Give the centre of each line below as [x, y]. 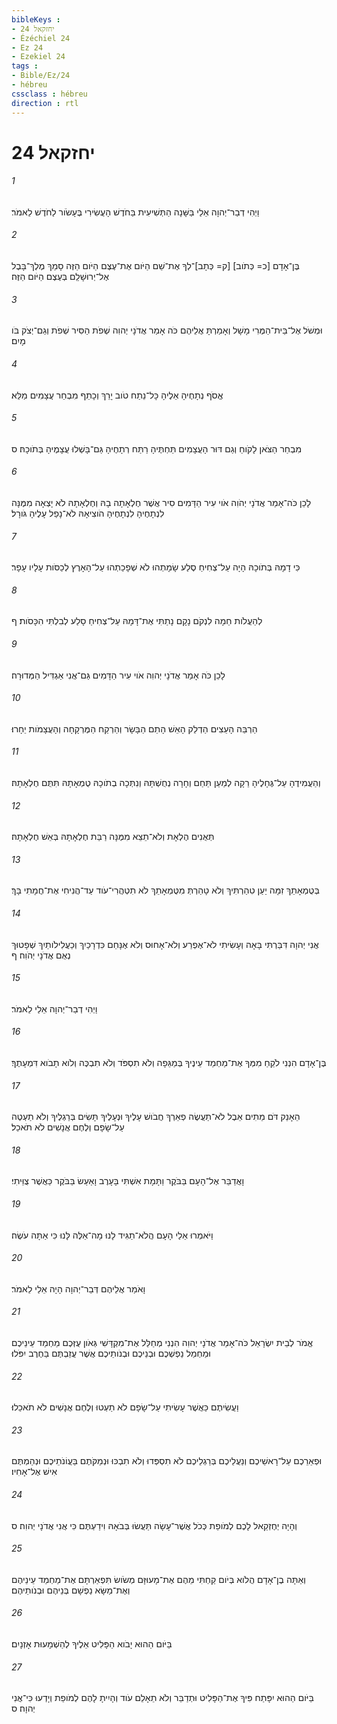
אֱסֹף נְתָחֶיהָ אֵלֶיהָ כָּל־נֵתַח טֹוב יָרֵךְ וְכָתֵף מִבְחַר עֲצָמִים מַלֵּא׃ [117, 395]
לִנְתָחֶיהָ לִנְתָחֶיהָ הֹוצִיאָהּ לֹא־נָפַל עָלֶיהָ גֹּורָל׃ [88, 513]
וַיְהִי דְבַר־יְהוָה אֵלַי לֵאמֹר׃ [54, 1008]
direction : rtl [45, 103]
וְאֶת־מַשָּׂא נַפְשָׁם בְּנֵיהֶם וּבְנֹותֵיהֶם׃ [71, 1590]
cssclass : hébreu [49, 94]
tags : [25, 66]
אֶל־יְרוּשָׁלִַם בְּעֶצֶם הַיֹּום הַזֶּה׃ [60, 277]
